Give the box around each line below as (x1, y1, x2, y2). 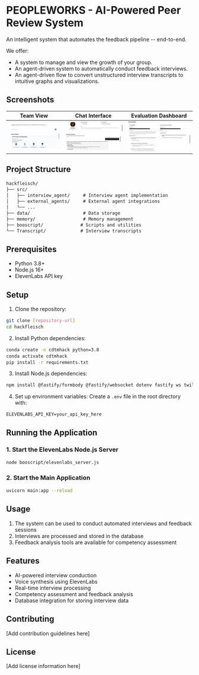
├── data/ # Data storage (6, 210, 120, 216)
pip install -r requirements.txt (6, 359, 89, 365)
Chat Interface (75, 112, 112, 119)
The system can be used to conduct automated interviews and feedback (14, 520, 192, 527)
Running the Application (6, 427, 98, 437)
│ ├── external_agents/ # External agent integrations (6, 199, 161, 204)
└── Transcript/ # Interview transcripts (6, 228, 142, 234)
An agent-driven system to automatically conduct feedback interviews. (14, 65, 188, 72)
